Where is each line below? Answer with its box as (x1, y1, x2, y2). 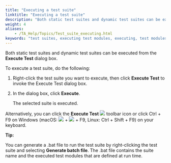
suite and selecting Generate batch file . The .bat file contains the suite (5, 147, 154, 153)
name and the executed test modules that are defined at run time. (5, 152, 142, 158)
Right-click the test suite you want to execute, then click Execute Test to (12, 75, 165, 81)
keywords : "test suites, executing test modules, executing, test (5, 36, 149, 41)
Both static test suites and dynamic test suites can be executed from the (5, 49, 157, 56)
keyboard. (5, 122, 26, 128)
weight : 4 (5, 21, 26, 27)
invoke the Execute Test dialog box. (12, 80, 88, 87)
